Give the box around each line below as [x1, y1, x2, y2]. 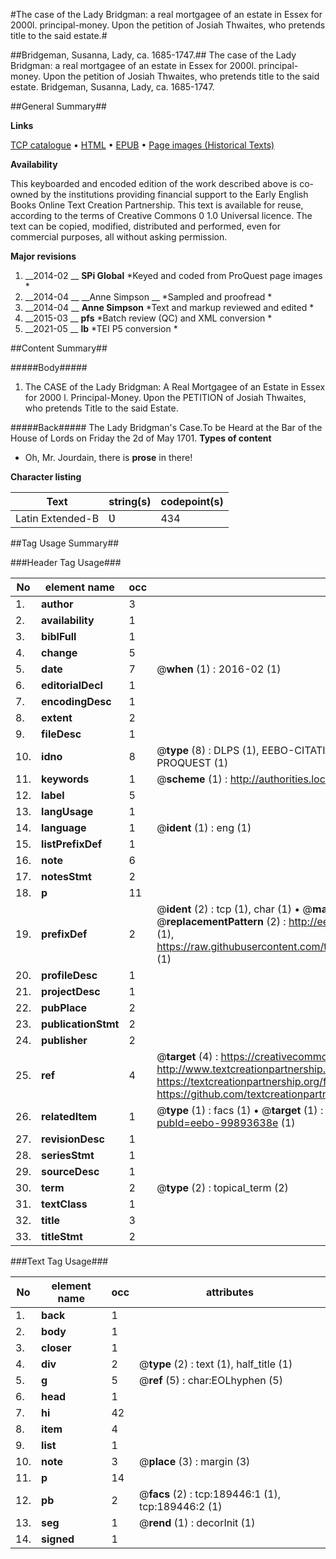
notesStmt [41, 870, 92, 883]
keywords [41, 772, 90, 786]
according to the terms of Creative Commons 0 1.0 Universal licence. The [10, 210, 313, 221]
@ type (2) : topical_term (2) [156, 1181, 289, 1194]
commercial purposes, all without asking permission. [10, 231, 228, 243]
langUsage [41, 805, 94, 818]
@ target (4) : [156, 1050, 219, 1063]
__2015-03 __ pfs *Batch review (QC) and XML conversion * [24, 312, 273, 324]
